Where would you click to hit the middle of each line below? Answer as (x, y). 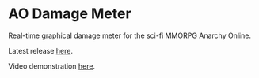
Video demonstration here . (52, 66)
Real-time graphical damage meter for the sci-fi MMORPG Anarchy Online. (130, 35)
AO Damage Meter (70, 14)
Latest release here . (41, 50)
